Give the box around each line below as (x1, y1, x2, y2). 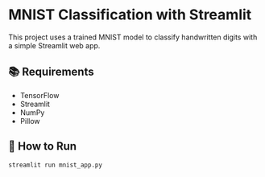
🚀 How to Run (8, 139, 77, 154)
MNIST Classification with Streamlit (8, 6, 252, 24)
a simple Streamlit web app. (8, 40, 101, 50)
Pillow (19, 116, 40, 126)
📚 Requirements (8, 65, 94, 79)
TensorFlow (19, 90, 60, 100)
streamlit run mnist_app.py (8, 161, 103, 169)
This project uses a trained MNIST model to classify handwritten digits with (8, 32, 258, 42)
